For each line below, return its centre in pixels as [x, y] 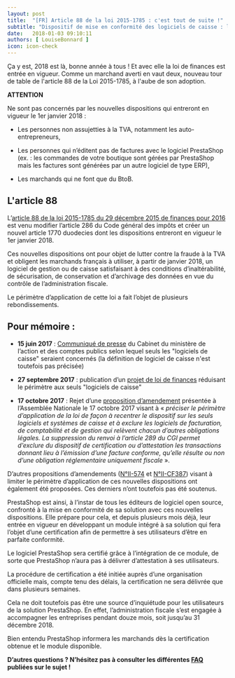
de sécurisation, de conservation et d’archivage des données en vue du [111, 276]
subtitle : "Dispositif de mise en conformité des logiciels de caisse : [115, 27]
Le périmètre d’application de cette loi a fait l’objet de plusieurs [98, 297]
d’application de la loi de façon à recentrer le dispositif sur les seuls [115, 415]
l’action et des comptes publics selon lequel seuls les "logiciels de [113, 351]
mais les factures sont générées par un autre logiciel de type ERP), [113, 165]
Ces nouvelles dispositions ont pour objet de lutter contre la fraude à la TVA [116, 254]
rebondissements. [33, 304]
